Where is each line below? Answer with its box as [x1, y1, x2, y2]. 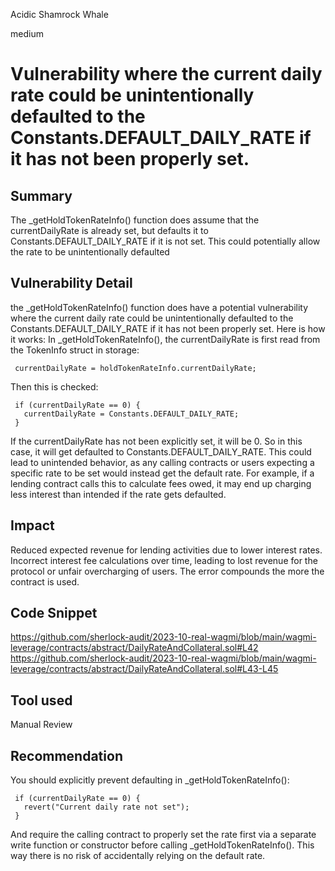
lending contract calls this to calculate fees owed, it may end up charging [10, 477, 312, 489]
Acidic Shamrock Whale [10, 9, 109, 20]
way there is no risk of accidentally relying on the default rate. [10, 850, 266, 862]
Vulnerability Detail [10, 275, 133, 292]
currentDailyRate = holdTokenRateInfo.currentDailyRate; [14, 363, 257, 373]
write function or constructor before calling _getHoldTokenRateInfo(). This [10, 839, 315, 851]
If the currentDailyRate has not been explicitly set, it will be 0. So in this [10, 435, 303, 447]
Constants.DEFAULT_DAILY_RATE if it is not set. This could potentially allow [10, 235, 321, 247]
